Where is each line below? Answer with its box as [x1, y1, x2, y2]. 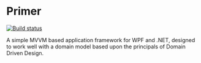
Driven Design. [6, 49, 44, 56]
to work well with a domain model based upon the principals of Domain [6, 43, 186, 50]
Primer [6, 4, 42, 18]
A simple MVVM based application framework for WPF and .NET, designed [6, 36, 195, 43]
